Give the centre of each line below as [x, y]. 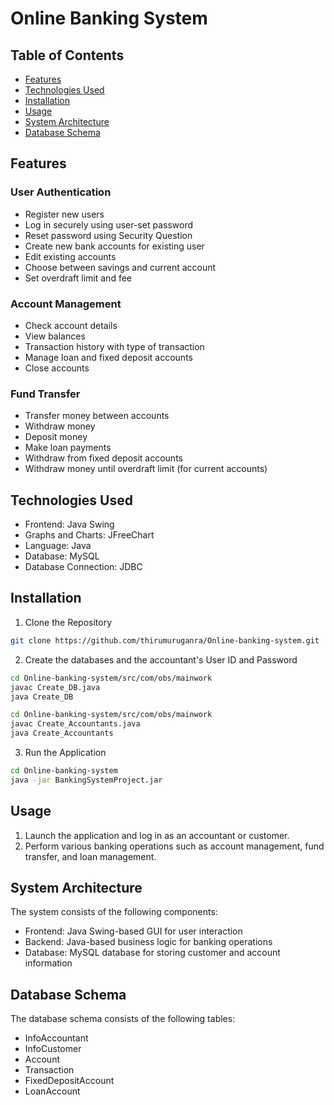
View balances [55, 336]
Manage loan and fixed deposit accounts [108, 357]
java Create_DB [42, 697]
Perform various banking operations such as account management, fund [174, 846]
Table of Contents [67, 55]
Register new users [64, 214]
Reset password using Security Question [108, 235]
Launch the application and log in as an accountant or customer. [157, 835]
